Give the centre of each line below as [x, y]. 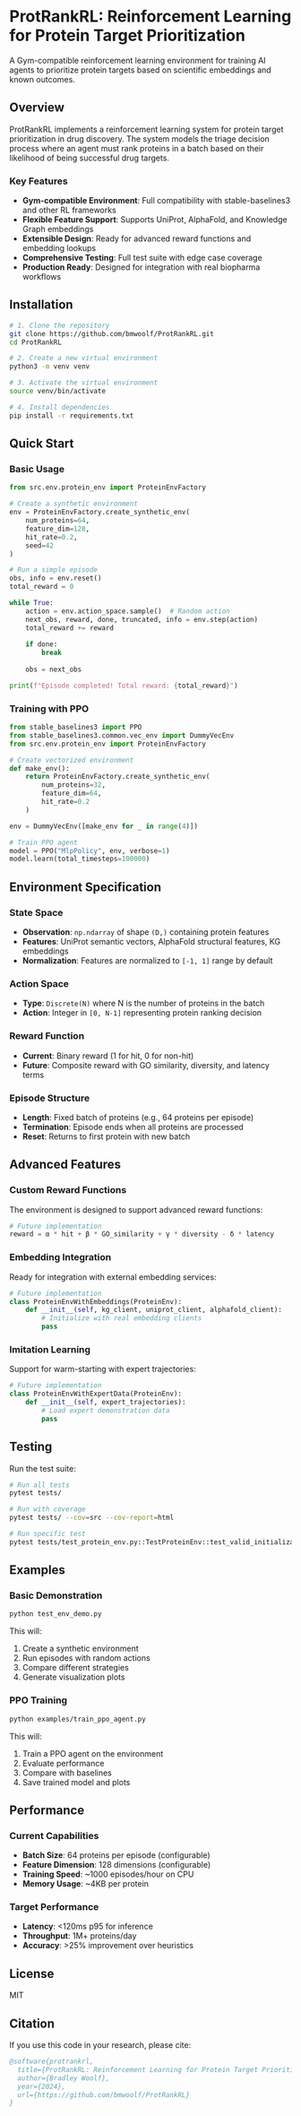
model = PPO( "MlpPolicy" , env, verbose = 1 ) [90, 851]
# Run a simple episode [54, 570]
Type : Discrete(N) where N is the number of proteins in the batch [143, 1003]
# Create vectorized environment [72, 760]
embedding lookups [59, 248]
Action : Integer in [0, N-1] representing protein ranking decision [142, 1013]
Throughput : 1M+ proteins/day [79, 1936]
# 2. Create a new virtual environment [84, 358]
